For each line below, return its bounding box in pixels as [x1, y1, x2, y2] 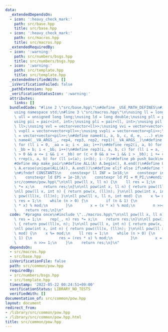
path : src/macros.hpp [14, 36, 59, 41]
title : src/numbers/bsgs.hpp [14, 59, 75, 64]
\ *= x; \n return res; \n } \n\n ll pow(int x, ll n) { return [14, 184, 146, 189]
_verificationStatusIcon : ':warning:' [9, 91, 91, 96]
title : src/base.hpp [14, 26, 57, 31]
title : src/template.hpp [14, 73, 66, 78]
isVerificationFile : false [9, 259, 66, 264]
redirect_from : [5, 305, 37, 310]
